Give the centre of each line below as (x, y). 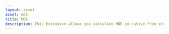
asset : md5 (17, 14)
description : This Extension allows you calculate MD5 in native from (81, 24)
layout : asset (20, 10)
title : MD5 (17, 19)
